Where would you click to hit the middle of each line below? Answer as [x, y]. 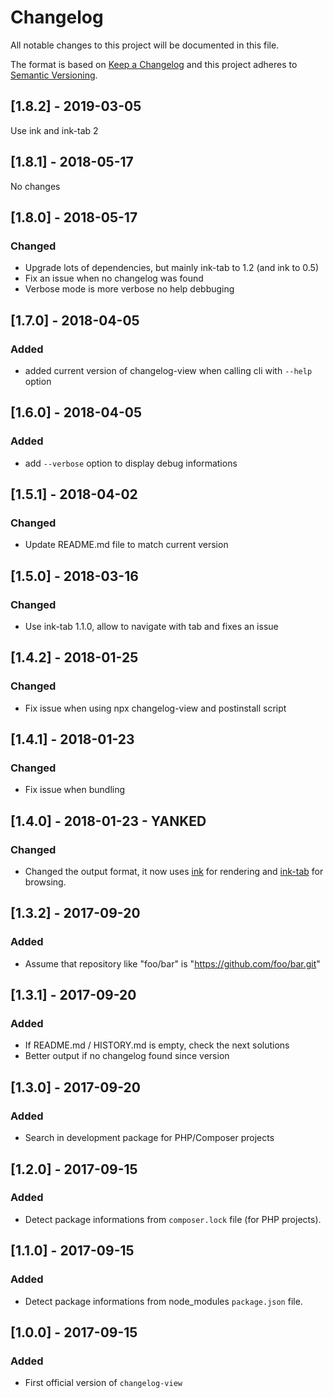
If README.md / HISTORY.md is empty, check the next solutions [157, 1045]
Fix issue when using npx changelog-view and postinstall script [155, 708]
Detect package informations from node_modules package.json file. [163, 1301]
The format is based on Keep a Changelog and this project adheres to [154, 64]
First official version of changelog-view [103, 1383]
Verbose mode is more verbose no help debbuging [129, 289]
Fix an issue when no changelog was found [114, 278]
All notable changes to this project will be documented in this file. [145, 45]
